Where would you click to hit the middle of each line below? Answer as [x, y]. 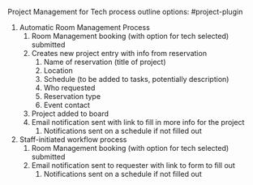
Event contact [67, 105]
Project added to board [70, 114]
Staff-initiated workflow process [73, 140]
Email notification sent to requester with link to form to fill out [133, 165]
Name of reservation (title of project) [105, 62]
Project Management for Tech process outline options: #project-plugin [125, 12]
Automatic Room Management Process [85, 27]
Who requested [69, 88]
